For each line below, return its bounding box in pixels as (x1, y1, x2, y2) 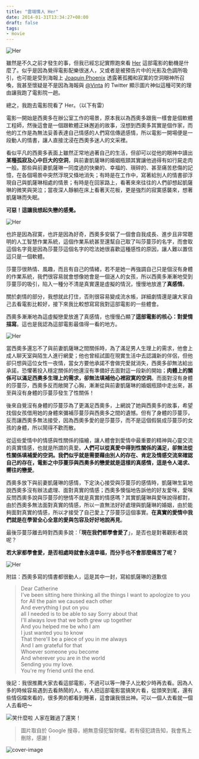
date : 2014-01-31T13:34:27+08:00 (6, 14, 89, 20)
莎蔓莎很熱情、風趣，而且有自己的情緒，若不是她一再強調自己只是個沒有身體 (6, 266, 193, 273)
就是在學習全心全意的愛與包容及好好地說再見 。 (11, 517, 126, 524)
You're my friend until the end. (20, 667, 95, 675)
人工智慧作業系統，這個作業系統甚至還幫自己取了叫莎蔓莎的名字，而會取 (16, 238, 193, 245)
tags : (6, 25, 20, 32)
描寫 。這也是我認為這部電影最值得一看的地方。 (6, 320, 120, 327)
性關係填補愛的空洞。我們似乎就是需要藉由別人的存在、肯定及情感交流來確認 (6, 452, 193, 459)
